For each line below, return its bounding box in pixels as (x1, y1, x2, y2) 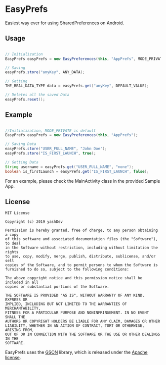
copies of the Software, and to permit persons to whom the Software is (5, 262, 158, 268)
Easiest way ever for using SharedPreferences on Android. (5, 20, 124, 26)
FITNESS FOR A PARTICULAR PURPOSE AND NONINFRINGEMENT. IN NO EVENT (5, 311, 149, 315)
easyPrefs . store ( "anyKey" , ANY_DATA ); (5, 70, 85, 75)
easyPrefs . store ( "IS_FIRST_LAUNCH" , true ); (5, 151, 96, 156)
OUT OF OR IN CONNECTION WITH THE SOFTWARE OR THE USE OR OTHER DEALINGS (5, 332, 161, 337)
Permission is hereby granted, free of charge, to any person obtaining (5, 228, 158, 233)
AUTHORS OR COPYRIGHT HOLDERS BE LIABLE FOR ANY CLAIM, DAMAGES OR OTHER (5, 319, 161, 324)
